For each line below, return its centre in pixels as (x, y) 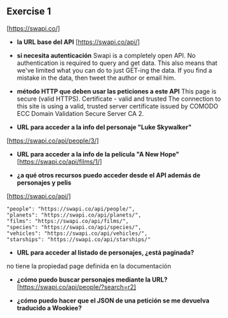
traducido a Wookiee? (49, 308)
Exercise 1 (29, 12)
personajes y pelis (44, 182)
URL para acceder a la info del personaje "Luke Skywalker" (104, 127)
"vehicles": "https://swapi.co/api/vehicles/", (77, 233)
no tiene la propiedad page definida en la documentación (89, 266)
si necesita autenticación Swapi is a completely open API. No (106, 55)
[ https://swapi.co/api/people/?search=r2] (76, 287)
